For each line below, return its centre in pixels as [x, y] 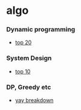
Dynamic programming [41, 30]
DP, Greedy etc [29, 87]
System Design [29, 58]
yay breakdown [34, 100]
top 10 [23, 71]
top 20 [23, 42]
